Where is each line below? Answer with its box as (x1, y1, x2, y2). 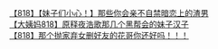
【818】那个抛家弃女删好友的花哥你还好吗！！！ (9, 30, 190, 40)
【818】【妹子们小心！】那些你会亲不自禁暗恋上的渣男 (9, 8, 210, 18)
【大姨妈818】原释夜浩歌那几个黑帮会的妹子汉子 (9, 19, 190, 29)
